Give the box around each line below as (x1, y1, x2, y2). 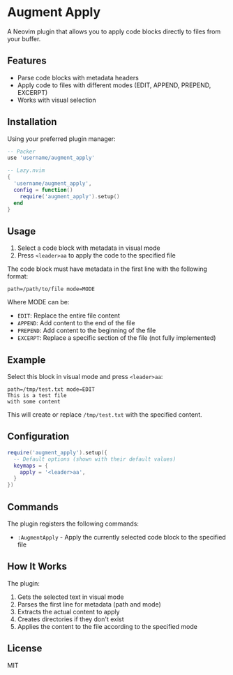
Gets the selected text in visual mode (17, 593, 124, 601)
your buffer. (7, 34, 41, 43)
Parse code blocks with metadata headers (17, 73, 140, 82)
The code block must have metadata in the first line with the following (7, 265, 208, 273)
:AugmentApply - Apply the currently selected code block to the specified (17, 533, 227, 541)
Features (7, 55, 47, 67)
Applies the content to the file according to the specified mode (17, 622, 197, 630)
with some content (7, 399, 61, 406)
